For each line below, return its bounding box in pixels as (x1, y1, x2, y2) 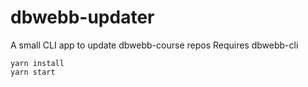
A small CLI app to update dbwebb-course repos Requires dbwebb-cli (10, 39, 299, 51)
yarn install (10, 58, 65, 68)
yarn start (10, 67, 56, 77)
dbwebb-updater (10, 6, 155, 29)
